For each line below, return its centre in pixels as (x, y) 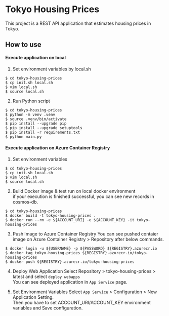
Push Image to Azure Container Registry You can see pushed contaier (85, 233)
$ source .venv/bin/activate (36, 119)
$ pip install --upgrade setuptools (44, 128)
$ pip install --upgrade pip (36, 123)
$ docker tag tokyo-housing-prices (43, 253)
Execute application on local (35, 57)
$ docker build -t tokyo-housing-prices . (51, 215)
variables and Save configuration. (48, 308)
